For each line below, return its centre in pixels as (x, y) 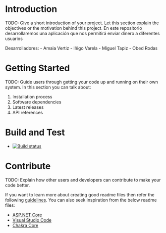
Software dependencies (37, 102)
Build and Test (35, 133)
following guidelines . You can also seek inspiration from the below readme (81, 200)
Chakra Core (25, 225)
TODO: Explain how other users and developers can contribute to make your (83, 180)
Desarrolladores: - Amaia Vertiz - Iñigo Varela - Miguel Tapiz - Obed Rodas (81, 48)
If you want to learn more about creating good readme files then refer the (80, 194)
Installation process (32, 96)
